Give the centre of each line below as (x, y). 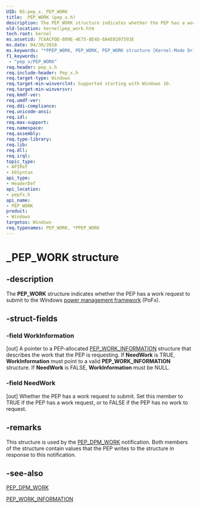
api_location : (24, 189)
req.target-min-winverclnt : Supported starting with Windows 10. (89, 84)
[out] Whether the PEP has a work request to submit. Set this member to (95, 396)
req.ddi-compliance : (32, 106)
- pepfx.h (18, 194)
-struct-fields (32, 319)
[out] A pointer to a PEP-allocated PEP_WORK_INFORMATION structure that (99, 349)
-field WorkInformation (40, 336)
